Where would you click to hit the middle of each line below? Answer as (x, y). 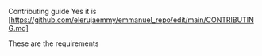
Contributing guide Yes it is (52, 11)
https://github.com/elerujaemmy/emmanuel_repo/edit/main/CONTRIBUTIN (132, 20)
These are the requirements (54, 43)
